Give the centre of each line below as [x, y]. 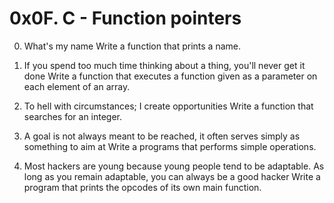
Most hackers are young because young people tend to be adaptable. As [174, 166]
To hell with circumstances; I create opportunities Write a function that [168, 106]
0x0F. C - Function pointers [125, 18]
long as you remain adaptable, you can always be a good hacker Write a [172, 176]
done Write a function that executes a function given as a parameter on [170, 76]
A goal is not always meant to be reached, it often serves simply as [162, 136]
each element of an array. [77, 86]
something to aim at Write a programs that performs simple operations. [170, 146]
